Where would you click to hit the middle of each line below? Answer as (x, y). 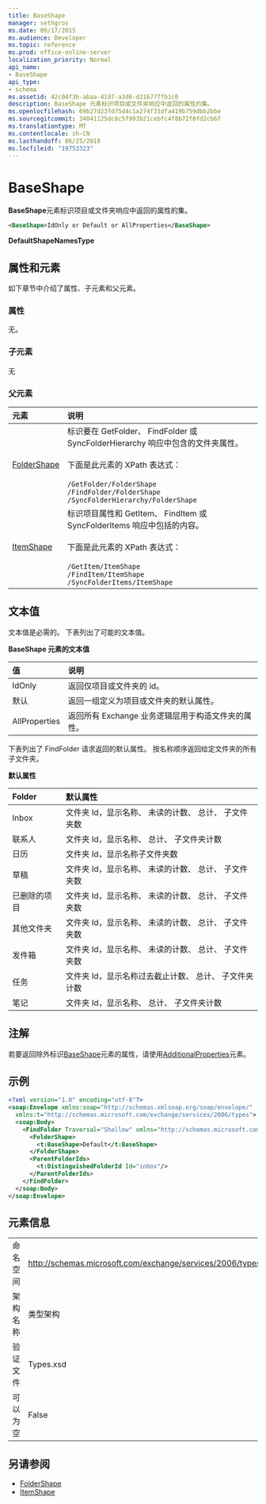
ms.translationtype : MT (47, 126)
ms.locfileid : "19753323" (51, 148)
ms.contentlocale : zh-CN (49, 133)
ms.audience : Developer (47, 38)
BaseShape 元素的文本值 (49, 649)
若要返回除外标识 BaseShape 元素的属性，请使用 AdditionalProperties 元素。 (129, 1054)
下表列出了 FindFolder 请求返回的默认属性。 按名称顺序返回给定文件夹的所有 (133, 748)
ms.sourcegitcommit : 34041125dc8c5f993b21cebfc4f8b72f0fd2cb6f (115, 119)
